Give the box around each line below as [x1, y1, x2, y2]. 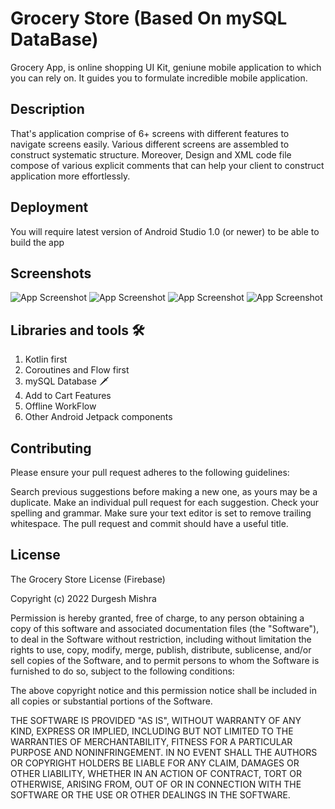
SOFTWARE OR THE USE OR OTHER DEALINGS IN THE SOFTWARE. [10, 788, 291, 801]
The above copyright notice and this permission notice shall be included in [10, 684, 317, 696]
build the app [10, 236, 65, 248]
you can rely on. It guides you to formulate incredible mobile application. [10, 72, 308, 84]
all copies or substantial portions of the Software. [10, 695, 213, 707]
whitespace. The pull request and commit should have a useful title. [10, 518, 289, 529]
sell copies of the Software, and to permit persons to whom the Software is [10, 654, 320, 666]
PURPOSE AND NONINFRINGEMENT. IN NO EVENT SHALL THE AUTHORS [10, 746, 318, 758]
